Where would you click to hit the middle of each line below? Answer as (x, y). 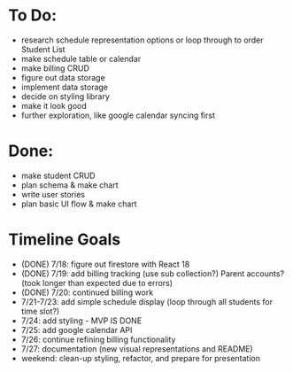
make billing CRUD (55, 68)
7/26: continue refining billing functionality (98, 339)
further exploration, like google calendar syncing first (118, 115)
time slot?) (40, 311)
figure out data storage (63, 77)
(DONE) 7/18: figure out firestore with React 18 (105, 264)
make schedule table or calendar (81, 58)
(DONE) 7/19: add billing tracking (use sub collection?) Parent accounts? (153, 273)
